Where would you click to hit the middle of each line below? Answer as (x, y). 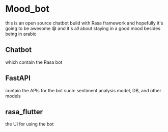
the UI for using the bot (30, 124)
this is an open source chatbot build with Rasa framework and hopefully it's (84, 23)
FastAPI (18, 78)
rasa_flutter (24, 112)
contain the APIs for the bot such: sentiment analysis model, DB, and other (83, 90)
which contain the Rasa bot (34, 62)
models (13, 96)
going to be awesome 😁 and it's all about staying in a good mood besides (83, 28)
